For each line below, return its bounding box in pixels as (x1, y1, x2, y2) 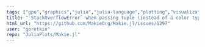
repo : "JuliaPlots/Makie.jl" (6, 32, 81, 38)
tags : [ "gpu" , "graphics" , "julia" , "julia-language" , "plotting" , (6, 9, 171, 15)
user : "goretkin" (6, 26, 51, 32)
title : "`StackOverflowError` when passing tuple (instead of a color (6, 15, 190, 21)
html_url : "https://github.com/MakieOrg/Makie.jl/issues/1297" (6, 20, 171, 26)
